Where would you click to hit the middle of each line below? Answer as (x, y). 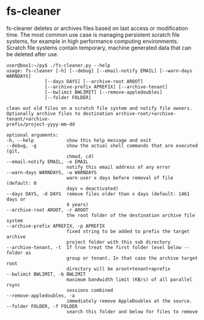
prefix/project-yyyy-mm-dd (41, 124)
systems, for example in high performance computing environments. (93, 41)
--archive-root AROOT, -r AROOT (47, 210)
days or (16, 199)
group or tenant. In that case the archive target (132, 258)
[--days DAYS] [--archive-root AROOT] (94, 81)
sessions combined (90, 290)
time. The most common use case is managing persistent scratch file (93, 34)
